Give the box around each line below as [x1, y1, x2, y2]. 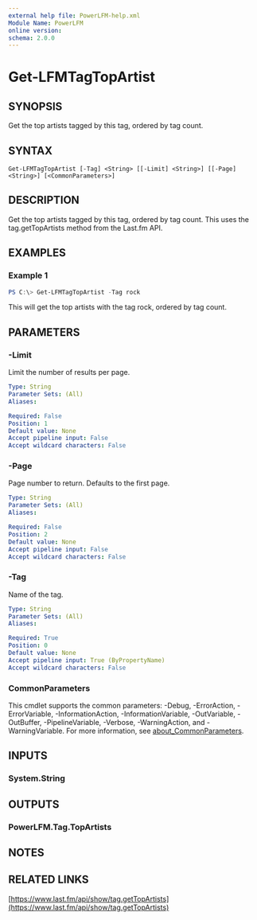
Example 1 [8, 270, 49, 281]
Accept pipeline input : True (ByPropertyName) [8, 656, 165, 665]
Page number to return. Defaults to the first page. [8, 478, 170, 488]
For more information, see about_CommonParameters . [66, 726, 244, 736]
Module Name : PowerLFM [8, 19, 84, 27]
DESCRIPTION [8, 193, 80, 207]
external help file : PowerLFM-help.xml [8, 11, 141, 20]
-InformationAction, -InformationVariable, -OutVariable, [55, 709, 236, 719]
